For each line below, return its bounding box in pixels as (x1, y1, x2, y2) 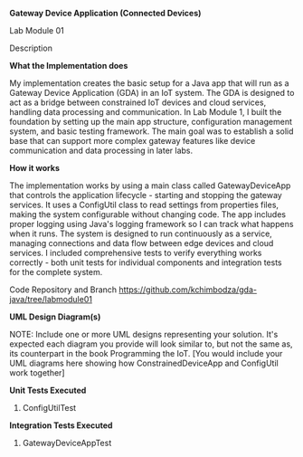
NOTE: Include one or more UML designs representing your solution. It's (9, 329, 279, 339)
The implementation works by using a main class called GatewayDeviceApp (9, 180, 291, 191)
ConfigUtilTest (22, 403, 77, 413)
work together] (9, 367, 65, 378)
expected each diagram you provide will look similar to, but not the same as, (9, 338, 293, 349)
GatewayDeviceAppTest (22, 438, 112, 448)
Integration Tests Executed (9, 420, 113, 431)
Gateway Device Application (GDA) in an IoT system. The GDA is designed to (9, 88, 295, 98)
